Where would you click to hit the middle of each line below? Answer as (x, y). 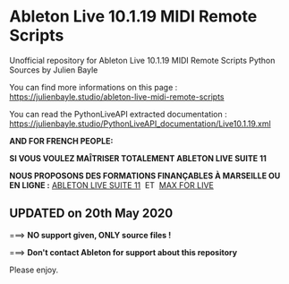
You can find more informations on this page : (93, 87)
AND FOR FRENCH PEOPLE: (61, 141)
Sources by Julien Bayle (54, 70)
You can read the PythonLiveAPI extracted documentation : (118, 114)
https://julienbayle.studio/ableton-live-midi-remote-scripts (117, 97)
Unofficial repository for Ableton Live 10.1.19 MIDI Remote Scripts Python (142, 60)
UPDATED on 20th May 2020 (91, 214)
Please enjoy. (34, 270)
